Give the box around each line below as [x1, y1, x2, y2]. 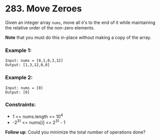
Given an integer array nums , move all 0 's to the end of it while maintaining [5, 19, 156, 25]
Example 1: [5, 47, 32, 54]
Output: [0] [5, 90, 30, 95]
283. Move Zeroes [5, 3, 82, 14]
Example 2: [5, 74, 33, 81]
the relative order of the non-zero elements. [5, 24, 95, 30]
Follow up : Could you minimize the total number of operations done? [5, 129, 146, 135]
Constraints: [5, 101, 36, 108]
